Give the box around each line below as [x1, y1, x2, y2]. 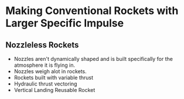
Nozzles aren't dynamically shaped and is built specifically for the [13, 56, 173, 62]
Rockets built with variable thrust [13, 74, 94, 81]
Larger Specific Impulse [5, 16, 124, 30]
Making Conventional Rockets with [5, 4, 179, 18]
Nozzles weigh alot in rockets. [13, 68, 87, 74]
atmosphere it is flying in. [13, 62, 76, 69]
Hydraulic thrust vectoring [13, 80, 77, 87]
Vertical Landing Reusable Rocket [13, 87, 96, 93]
